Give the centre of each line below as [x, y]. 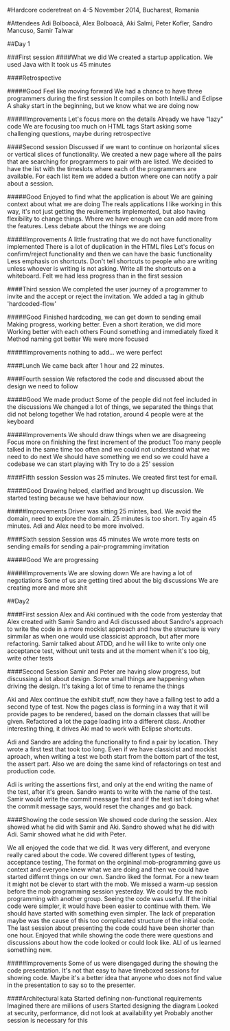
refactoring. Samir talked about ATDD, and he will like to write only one [107, 643]
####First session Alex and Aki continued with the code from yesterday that [115, 614]
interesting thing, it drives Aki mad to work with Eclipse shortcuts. [100, 729]
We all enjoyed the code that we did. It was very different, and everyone [109, 847]
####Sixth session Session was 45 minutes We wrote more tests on [103, 539]
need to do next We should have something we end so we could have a [108, 457]
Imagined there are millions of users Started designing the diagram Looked [113, 1006]
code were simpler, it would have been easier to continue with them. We [109, 906]
